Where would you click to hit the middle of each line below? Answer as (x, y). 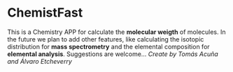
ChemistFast (45, 13)
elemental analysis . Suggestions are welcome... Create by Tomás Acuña (113, 54)
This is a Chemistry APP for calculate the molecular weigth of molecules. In (116, 32)
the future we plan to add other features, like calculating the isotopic (106, 39)
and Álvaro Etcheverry (40, 61)
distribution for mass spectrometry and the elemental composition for (108, 46)
